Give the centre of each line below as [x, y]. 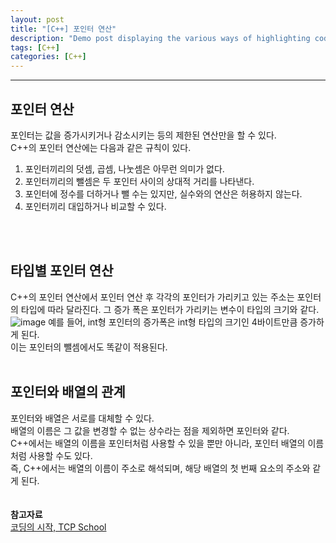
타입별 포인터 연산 [62, 271]
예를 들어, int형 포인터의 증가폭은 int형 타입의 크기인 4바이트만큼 [173, 322]
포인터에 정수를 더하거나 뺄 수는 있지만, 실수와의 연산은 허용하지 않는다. [163, 193]
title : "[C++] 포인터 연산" [63, 29]
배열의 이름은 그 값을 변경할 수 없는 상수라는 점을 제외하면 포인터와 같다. [150, 430]
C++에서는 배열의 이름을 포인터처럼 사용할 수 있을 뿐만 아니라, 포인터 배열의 [158, 443]
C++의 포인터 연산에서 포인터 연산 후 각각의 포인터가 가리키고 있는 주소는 [152, 297]
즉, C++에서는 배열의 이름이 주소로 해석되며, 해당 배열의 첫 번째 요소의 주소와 [160, 468]
